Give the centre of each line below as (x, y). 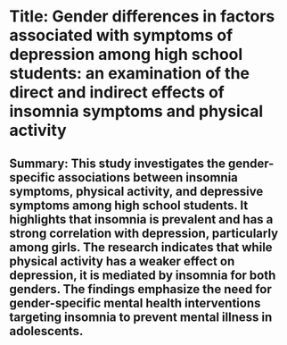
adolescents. (46, 331)
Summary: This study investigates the (117, 163)
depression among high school (126, 55)
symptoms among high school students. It (129, 205)
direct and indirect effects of (117, 93)
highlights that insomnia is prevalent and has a (141, 219)
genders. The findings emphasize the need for (140, 289)
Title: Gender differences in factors (142, 17)
